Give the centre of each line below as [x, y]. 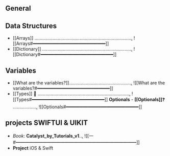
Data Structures [31, 26]
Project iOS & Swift [33, 148]
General [18, 8]
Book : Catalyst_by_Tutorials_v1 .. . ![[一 [53, 136]
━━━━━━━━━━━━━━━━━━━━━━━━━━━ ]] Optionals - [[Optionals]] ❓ [98, 100]
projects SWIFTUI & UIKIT [47, 123]
